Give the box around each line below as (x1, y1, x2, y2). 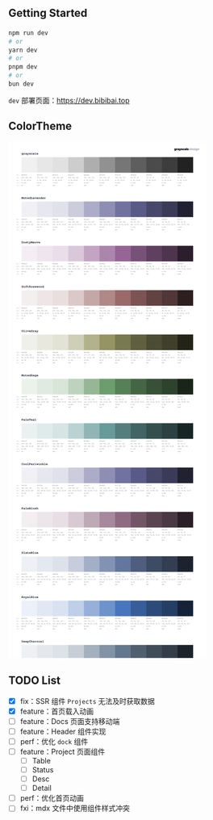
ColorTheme (8, 119, 73, 133)
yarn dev (8, 46, 38, 54)
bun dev (8, 80, 35, 88)
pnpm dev (8, 63, 38, 71)
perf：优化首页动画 (19, 793, 85, 803)
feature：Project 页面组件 (19, 747, 106, 756)
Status (31, 765, 54, 774)
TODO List (8, 674, 61, 688)
